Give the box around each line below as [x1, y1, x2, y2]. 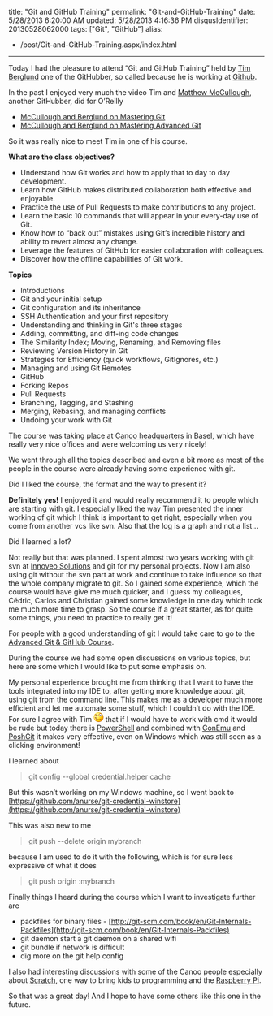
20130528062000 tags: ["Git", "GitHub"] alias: [8, 24, 163, 33]
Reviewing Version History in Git [19, 346, 128, 356]
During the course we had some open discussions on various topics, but [8, 653, 251, 663]
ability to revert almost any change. [19, 237, 139, 246]
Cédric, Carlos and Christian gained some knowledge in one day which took [8, 596, 262, 605]
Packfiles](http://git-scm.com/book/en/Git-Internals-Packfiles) [19, 925, 230, 935]
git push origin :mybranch [28, 876, 115, 886]
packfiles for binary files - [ [19, 917, 112, 926]
